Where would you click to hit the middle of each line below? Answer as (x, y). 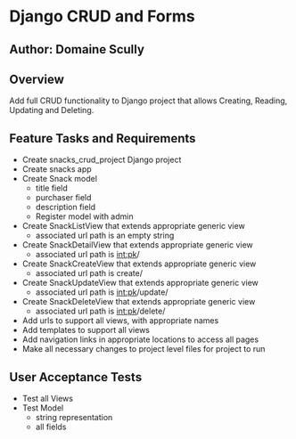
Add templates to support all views (86, 330)
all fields (51, 427)
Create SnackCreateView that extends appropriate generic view (139, 264)
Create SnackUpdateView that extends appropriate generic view (140, 283)
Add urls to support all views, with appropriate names (120, 321)
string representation (74, 418)
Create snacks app (57, 169)
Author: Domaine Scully (77, 49)
